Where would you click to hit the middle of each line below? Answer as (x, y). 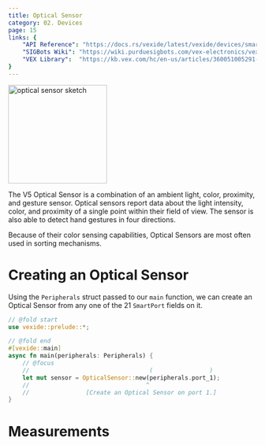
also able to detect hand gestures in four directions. (92, 219)
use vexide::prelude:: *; (49, 327)
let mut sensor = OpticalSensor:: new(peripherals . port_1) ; (121, 378)
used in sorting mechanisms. (55, 243)
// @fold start (33, 320)
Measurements (59, 431)
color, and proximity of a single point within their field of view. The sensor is (131, 211)
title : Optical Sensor (45, 15)
